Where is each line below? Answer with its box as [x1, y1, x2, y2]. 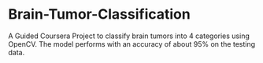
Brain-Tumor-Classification [8, 5, 191, 23]
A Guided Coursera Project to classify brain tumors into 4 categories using [8, 31, 250, 40]
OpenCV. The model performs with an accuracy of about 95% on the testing [8, 39, 256, 48]
